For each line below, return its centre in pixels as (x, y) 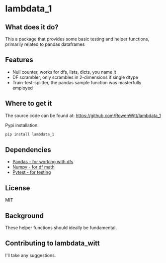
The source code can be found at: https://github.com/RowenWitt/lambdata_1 (83, 116)
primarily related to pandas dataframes (45, 44)
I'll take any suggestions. (31, 255)
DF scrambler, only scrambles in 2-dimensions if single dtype (75, 77)
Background (24, 215)
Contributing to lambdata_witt (53, 243)
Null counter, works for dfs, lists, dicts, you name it (64, 72)
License (18, 188)
